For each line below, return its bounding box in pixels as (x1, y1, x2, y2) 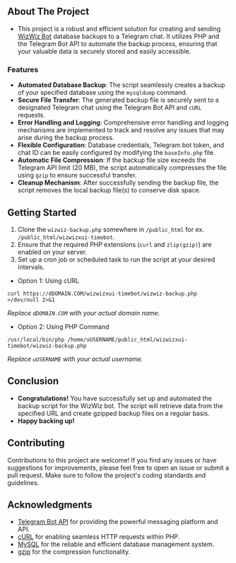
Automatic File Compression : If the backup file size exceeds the (17, 156, 207, 165)
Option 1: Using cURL (17, 276, 80, 285)
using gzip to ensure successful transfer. (17, 171, 137, 180)
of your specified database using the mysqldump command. (17, 88, 188, 97)
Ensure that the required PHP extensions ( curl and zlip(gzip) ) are (17, 240, 212, 248)
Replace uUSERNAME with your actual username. (7, 354, 143, 363)
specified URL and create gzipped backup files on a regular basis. (17, 409, 210, 417)
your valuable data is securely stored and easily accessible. (17, 47, 191, 55)
